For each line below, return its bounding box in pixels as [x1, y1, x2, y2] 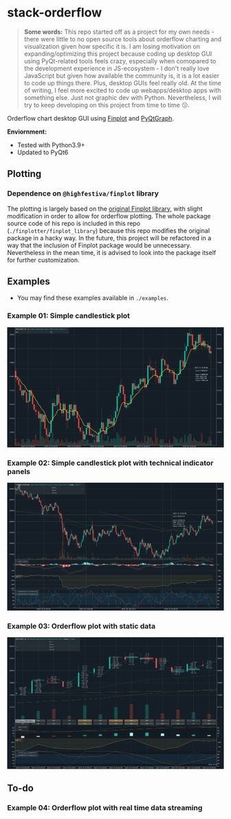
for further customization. [7, 256, 80, 264]
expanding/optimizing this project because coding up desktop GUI [23, 50, 212, 58]
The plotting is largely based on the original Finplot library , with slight [7, 205, 203, 213]
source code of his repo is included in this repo [7, 219, 141, 227]
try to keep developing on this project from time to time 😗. [23, 101, 190, 109]
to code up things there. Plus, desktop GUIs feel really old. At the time [23, 79, 221, 87]
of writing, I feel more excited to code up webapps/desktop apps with [23, 86, 221, 94]
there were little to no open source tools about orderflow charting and [23, 34, 222, 43]
